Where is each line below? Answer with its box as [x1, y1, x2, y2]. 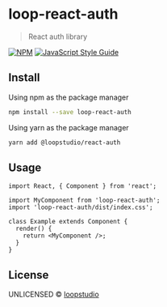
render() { [15, 224, 52, 233]
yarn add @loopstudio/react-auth [8, 139, 121, 147]
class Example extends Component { [8, 218, 128, 226]
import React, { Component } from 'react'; [8, 182, 157, 190]
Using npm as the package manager [8, 92, 129, 102]
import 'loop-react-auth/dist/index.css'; [8, 203, 153, 211]
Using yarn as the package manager [8, 122, 129, 132]
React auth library [27, 32, 88, 41]
